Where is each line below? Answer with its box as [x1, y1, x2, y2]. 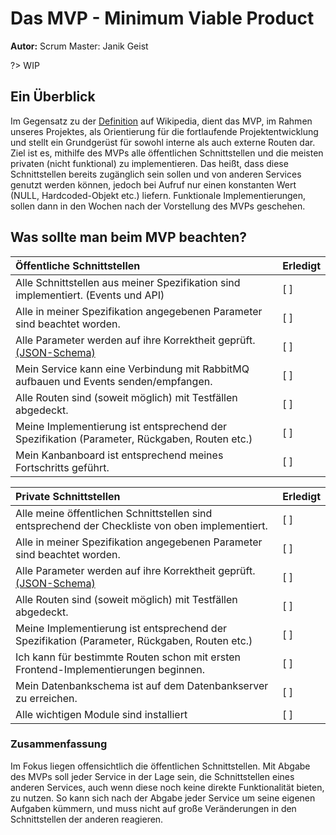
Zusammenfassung [10, 737, 108, 751]
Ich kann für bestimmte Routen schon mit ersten [15, 650, 242, 664]
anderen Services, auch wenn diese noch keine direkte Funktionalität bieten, [10, 781, 325, 793]
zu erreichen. [15, 691, 78, 705]
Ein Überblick [10, 88, 96, 106]
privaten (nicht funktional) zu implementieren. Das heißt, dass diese [10, 157, 289, 169]
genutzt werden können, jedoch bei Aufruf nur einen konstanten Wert [10, 178, 297, 191]
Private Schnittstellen [15, 489, 121, 503]
